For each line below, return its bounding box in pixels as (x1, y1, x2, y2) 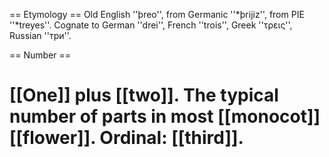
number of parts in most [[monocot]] (9, 105, 321, 128)
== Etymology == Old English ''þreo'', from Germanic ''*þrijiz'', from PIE (9, 9, 305, 20)
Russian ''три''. (9, 30, 72, 41)
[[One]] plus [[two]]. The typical (9, 84, 279, 107)
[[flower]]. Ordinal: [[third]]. (9, 127, 244, 149)
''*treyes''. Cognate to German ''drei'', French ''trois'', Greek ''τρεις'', (9, 19, 293, 31)
